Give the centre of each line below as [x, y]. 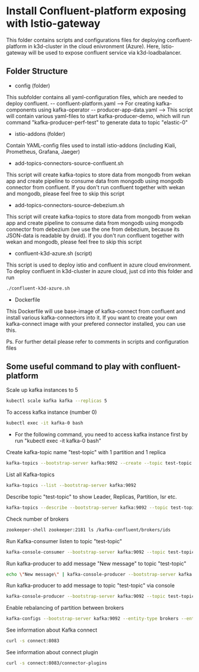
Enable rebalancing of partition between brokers [65, 608]
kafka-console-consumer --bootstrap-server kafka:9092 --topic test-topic [100, 552]
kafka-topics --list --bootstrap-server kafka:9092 [71, 486]
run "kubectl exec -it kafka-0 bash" [58, 441]
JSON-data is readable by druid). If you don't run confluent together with [95, 235]
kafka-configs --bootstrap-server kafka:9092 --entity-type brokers [92, 619]
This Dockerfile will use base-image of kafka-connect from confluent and [96, 311]
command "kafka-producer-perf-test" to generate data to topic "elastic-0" [97, 122]
